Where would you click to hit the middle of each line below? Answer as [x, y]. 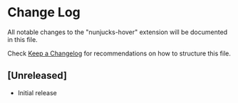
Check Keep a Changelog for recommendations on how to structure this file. [119, 53]
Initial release [37, 92]
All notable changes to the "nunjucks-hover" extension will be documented [118, 32]
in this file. [22, 39]
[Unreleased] [37, 76]
